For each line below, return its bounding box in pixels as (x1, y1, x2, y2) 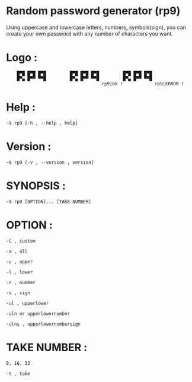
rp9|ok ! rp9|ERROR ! (101, 81, 184, 87)
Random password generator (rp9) (6, 4, 181, 18)
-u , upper (6, 259, 33, 265)
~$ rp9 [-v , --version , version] (6, 159, 94, 165)
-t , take (6, 371, 31, 377)
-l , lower (6, 269, 33, 275)
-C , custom (6, 238, 36, 244)
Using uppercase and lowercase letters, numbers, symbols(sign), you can (6, 24, 187, 31)
